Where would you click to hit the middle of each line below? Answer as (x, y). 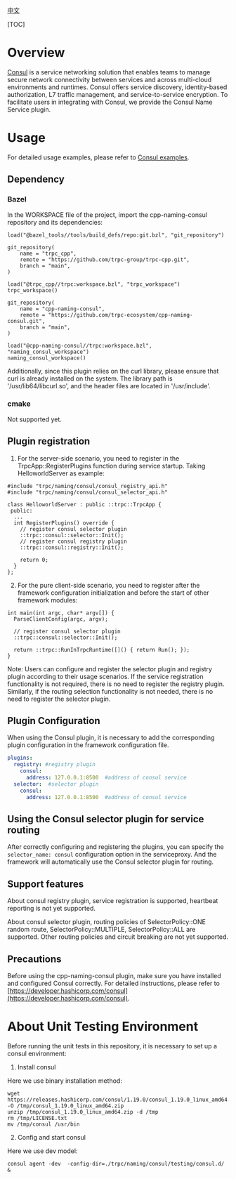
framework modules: (47, 600)
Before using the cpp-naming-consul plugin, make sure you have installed (114, 976)
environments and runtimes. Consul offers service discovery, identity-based (117, 87)
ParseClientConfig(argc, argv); (61, 619)
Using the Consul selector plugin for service (106, 819)
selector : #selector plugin (56, 784)
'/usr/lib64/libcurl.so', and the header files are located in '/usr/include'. (109, 386)
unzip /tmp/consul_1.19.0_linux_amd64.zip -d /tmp (83, 1112)
